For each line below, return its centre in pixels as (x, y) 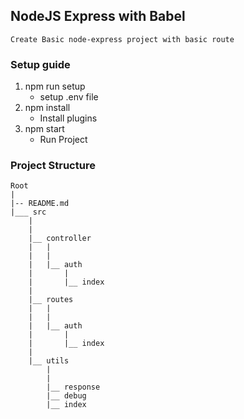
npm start (44, 129)
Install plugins (68, 118)
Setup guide (40, 64)
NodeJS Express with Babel (98, 16)
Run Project (63, 140)
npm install (47, 108)
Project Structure (53, 166)
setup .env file (69, 97)
